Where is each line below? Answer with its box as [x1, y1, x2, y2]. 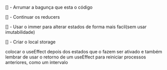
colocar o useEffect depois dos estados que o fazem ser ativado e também [5, 49, 162, 54]
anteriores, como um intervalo [5, 59, 69, 65]
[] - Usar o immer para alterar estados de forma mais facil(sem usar [5, 24, 147, 30]
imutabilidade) [5, 29, 36, 35]
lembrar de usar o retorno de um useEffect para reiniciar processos [5, 54, 146, 60]
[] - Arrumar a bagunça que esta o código [5, 5, 93, 10]
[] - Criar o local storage [5, 39, 56, 45]
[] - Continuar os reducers [5, 14, 60, 20]
